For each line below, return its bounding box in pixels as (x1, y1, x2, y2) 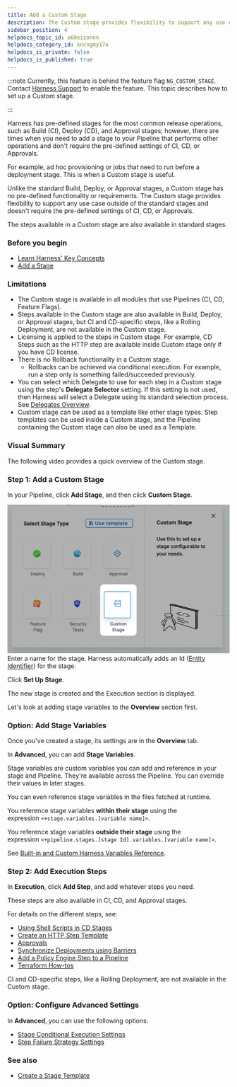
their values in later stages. (7, 779, 86, 788)
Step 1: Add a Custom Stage (7, 474, 104, 484)
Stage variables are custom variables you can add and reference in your (7, 764, 217, 773)
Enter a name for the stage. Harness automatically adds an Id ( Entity (7, 654, 206, 662)
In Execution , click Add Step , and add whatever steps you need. (7, 882, 195, 891)
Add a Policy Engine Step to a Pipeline (17, 954, 128, 962)
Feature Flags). (17, 303, 62, 311)
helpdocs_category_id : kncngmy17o (7, 41, 109, 49)
